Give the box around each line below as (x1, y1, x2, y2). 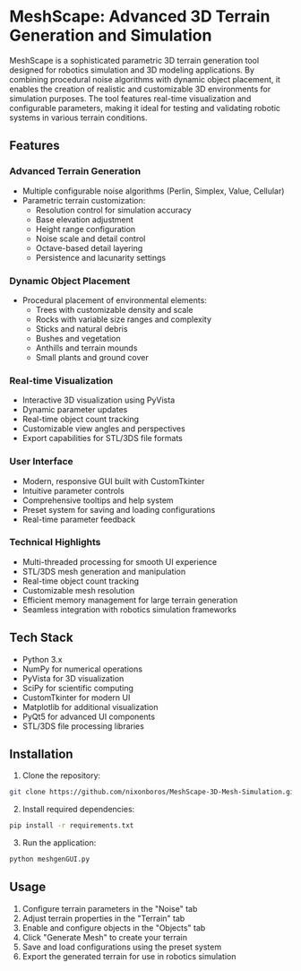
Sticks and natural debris (35, 323, 128, 334)
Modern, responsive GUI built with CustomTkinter (21, 475, 205, 486)
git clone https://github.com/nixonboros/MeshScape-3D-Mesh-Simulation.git (9, 787, 298, 797)
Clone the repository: (21, 770, 101, 781)
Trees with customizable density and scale (35, 304, 194, 315)
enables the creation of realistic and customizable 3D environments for (9, 83, 271, 94)
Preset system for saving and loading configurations (21, 504, 216, 515)
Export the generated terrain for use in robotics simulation (21, 950, 236, 961)
